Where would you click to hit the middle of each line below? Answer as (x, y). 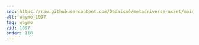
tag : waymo (20, 22)
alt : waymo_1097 (26, 17)
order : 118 (20, 33)
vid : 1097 (18, 28)
